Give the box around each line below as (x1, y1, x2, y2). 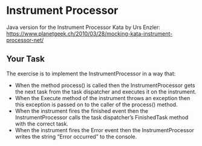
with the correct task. (15, 120, 68, 127)
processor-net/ (6, 36, 44, 43)
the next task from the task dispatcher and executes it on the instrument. (15, 88, 197, 95)
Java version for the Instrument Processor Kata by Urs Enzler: (6, 24, 160, 31)
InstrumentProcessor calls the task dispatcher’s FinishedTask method (15, 113, 189, 121)
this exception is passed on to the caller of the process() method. (15, 101, 178, 108)
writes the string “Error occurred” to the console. (15, 133, 137, 140)
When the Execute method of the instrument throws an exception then (15, 94, 191, 101)
